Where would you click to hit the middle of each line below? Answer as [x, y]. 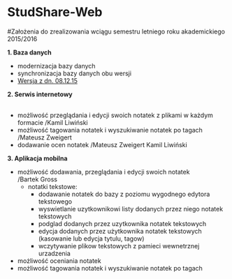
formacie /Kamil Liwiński [53, 122]
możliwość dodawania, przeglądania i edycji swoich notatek [103, 172]
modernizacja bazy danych [56, 66]
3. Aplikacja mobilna [37, 158]
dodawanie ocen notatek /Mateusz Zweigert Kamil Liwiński [102, 144]
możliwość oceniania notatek [59, 261]
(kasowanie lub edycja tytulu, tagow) [91, 239]
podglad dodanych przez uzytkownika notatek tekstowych [122, 223]
